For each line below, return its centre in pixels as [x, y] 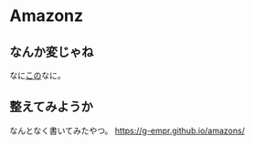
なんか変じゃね [52, 52]
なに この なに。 [37, 75]
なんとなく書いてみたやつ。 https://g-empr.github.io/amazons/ [127, 130]
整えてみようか [51, 107]
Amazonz [47, 16]
